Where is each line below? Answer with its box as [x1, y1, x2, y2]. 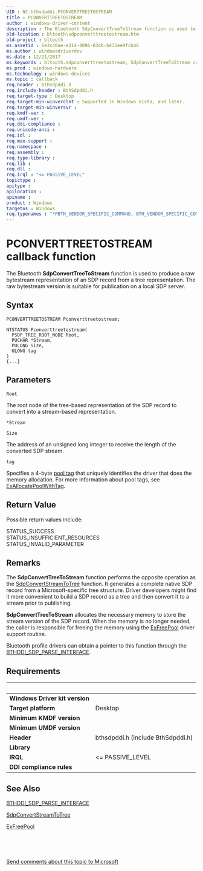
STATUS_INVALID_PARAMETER [6, 540, 85, 547]
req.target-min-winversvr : [6, 104, 77, 111]
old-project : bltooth [6, 37, 63, 43]
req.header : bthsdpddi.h [6, 82, 71, 88]
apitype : [6, 183, 31, 189]
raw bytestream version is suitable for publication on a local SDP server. [6, 283, 185, 290]
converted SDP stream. [6, 447, 65, 454]
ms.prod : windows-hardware [6, 65, 77, 71]
